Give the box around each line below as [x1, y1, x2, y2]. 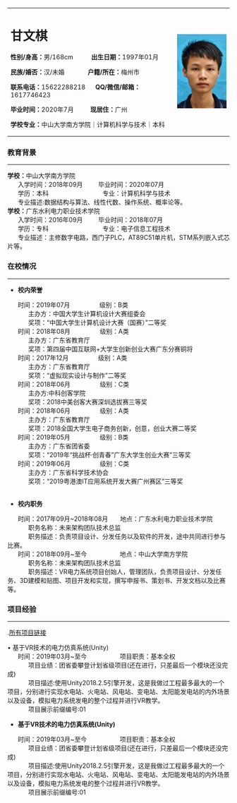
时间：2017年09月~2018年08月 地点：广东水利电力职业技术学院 [17, 514, 213, 523]
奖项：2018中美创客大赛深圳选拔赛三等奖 [28, 397, 147, 406]
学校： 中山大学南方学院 [7, 171, 75, 180]
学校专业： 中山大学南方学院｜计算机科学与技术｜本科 [10, 120, 165, 128]
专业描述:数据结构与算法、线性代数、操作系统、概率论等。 [17, 198, 187, 207]
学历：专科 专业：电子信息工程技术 [17, 224, 171, 233]
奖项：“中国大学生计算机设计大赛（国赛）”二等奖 [28, 318, 167, 327]
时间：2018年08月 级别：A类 [17, 327, 129, 335]
